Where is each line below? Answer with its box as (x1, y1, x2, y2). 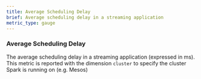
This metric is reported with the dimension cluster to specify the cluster (6, 59, 186, 66)
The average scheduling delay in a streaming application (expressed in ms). (6, 53, 195, 60)
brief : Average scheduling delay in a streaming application (6, 14, 164, 20)
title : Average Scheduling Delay (6, 8, 91, 15)
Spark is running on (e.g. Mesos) (6, 66, 88, 73)
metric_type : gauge (6, 20, 56, 26)
